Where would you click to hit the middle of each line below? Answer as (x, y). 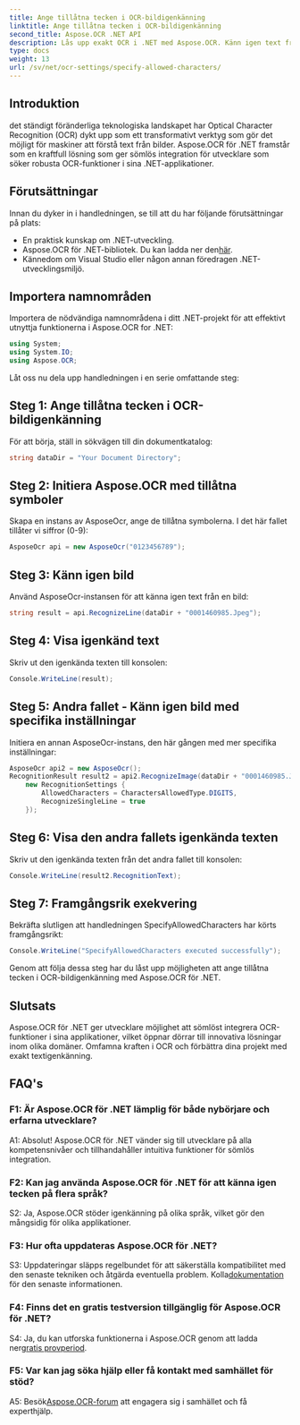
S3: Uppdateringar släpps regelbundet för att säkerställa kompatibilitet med (148, 1265)
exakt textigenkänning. (51, 1055)
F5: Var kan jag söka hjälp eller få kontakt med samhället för (142, 1370)
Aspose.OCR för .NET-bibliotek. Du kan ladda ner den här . (127, 249)
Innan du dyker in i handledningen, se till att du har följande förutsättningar (146, 213)
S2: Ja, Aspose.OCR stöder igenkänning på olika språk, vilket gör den (137, 1213)
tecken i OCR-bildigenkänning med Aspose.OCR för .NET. (115, 977)
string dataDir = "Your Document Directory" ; (95, 457)
